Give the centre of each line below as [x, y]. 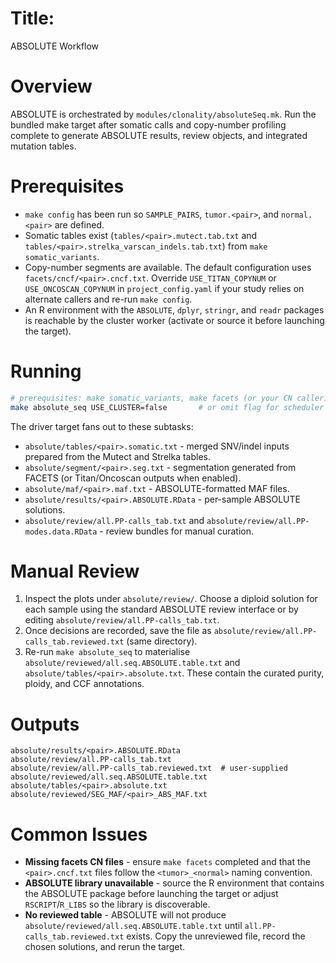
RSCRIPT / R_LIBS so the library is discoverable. [117, 904]
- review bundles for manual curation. [177, 531]
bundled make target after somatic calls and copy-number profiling [148, 124]
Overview [51, 86]
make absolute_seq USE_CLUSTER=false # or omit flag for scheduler [167, 407]
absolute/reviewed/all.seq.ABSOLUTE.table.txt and [132, 663]
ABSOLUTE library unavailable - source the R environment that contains [174, 883]
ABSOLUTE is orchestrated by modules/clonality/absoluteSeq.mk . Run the [163, 114]
